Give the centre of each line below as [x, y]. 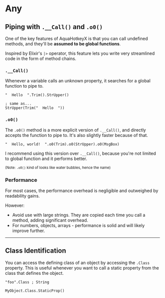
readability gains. [23, 196]
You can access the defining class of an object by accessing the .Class [77, 263]
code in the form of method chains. [41, 59]
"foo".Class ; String [27, 282]
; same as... [18, 104]
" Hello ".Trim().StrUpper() [37, 95]
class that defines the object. [34, 273]
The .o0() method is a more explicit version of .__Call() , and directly [76, 130]
